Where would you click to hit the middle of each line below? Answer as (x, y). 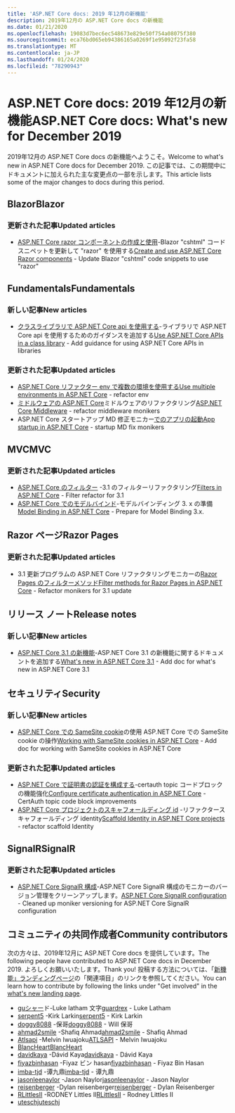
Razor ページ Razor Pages (63, 535)
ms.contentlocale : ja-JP (43, 53)
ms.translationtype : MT (42, 46)
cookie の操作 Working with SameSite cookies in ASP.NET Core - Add (117, 740)
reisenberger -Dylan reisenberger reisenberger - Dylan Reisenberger (116, 1087)
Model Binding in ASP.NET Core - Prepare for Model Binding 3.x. (111, 511)
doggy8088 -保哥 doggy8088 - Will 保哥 (75, 1024)
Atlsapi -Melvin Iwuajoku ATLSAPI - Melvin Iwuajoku (92, 1039)
